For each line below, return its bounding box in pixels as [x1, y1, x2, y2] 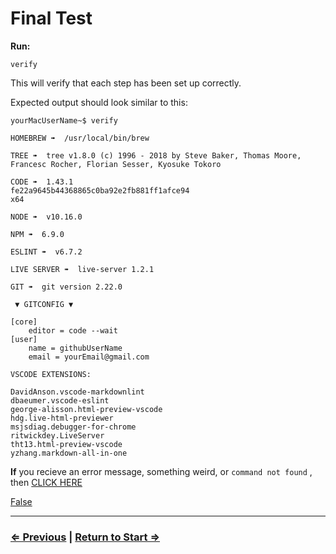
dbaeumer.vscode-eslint [10, 395, 110, 406]
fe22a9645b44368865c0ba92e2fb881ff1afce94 [10, 185, 190, 196]
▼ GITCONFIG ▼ [14, 299, 74, 309]
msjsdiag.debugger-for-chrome [10, 422, 137, 432]
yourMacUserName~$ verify [10, 115, 118, 126]
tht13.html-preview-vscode [10, 439, 123, 449]
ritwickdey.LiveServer [10, 430, 105, 441]
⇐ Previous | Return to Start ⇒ [10, 530, 161, 544]
